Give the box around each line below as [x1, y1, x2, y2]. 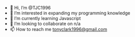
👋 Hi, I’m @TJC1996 [9, 5, 51, 10]
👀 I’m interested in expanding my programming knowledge [9, 10, 130, 16]
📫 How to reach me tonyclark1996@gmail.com [9, 26, 107, 32]
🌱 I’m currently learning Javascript [9, 15, 81, 21]
